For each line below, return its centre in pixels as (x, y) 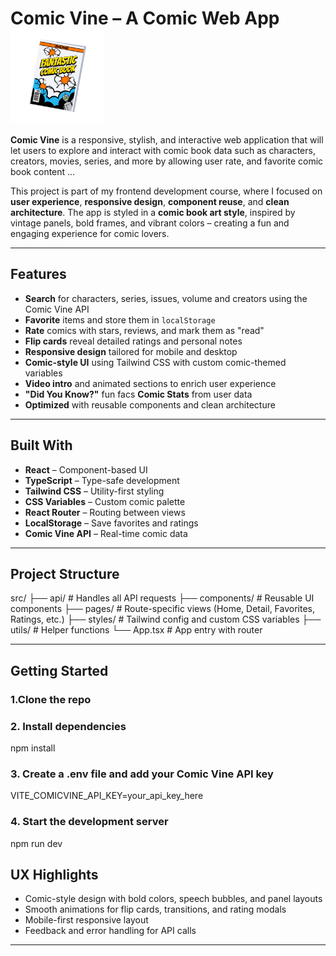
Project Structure (65, 573)
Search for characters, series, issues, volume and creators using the (166, 298)
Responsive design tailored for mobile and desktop (131, 351)
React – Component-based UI (86, 469)
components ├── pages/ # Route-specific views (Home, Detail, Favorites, (163, 609)
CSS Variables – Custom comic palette (105, 501)
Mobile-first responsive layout (86, 920)
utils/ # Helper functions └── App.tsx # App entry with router (136, 630)
